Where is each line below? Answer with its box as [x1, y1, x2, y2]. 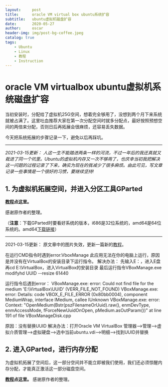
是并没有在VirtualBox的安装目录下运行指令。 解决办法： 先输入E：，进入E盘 [5, 258, 161, 264]
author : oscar [5, 26, 43, 31]
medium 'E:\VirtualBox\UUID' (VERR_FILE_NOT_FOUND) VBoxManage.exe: [5, 286, 159, 292]
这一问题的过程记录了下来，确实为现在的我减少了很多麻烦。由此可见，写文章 [5, 162, 163, 168]
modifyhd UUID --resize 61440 [5, 270, 69, 276]
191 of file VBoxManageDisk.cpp [5, 313, 71, 319]
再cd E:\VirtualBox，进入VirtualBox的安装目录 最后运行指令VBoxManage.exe [5, 265, 162, 270]
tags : [5, 40, 16, 45]
